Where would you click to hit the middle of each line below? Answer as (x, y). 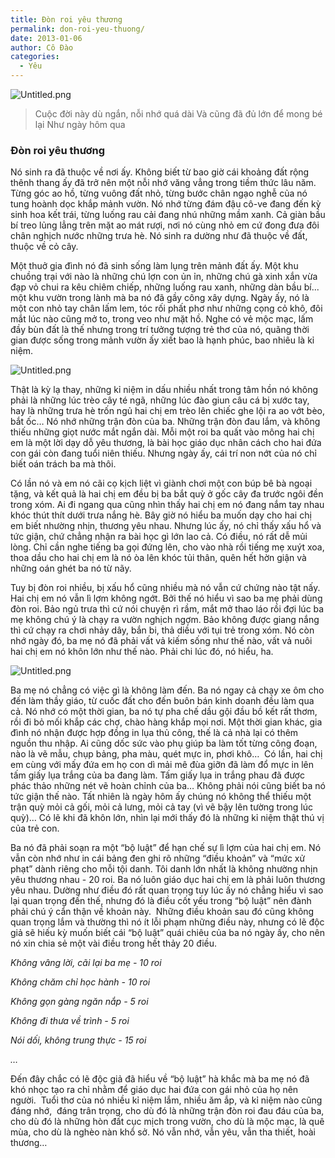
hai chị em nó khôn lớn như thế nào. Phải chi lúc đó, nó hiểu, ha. (142, 652)
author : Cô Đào (42, 47)
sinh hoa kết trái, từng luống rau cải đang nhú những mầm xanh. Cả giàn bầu (168, 215)
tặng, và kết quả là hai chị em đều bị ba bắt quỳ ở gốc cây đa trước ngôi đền (167, 494)
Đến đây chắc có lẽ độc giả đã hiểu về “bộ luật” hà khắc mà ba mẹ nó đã (160, 1079)
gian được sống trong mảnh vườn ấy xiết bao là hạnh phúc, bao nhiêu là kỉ (162, 340)
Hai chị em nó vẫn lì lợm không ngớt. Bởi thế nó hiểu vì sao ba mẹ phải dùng (166, 598)
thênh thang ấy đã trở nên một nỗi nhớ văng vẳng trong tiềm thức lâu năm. (163, 183)
